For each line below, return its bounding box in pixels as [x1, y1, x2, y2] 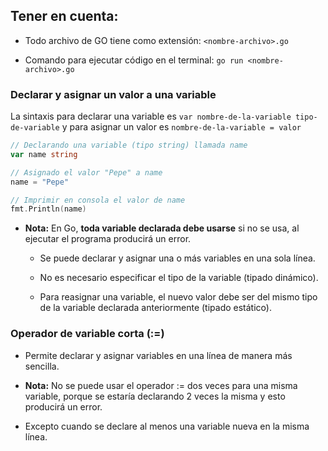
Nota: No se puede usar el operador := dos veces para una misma [24, 379, 298, 391]
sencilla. [24, 360, 60, 372]
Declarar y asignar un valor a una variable [10, 87, 217, 101]
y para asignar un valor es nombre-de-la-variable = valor [61, 121, 302, 133]
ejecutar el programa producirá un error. [24, 233, 192, 245]
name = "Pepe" [10, 177, 70, 187]
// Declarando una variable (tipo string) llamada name [10, 140, 248, 151]
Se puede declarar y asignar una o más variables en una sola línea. [39, 252, 316, 264]
